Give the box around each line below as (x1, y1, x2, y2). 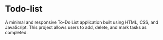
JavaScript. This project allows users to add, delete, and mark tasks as (5, 24, 147, 30)
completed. (5, 29, 28, 35)
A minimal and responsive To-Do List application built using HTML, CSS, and (5, 19, 159, 25)
